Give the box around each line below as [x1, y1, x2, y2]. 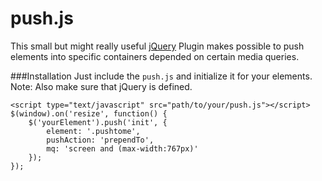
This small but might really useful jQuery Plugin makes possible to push [10, 40, 305, 52]
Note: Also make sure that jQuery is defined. [10, 80, 193, 92]
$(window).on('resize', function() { [10, 108, 168, 119]
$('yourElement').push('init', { [28, 117, 168, 127]
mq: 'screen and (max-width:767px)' [46, 143, 199, 154]
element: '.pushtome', [46, 126, 141, 136]
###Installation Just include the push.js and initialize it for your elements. [10, 70, 313, 82]
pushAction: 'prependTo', [46, 135, 155, 145]
